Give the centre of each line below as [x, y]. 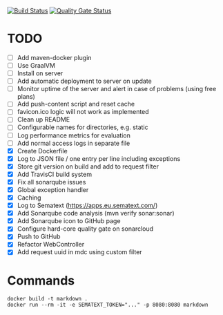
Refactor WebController [51, 245]
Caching [29, 198]
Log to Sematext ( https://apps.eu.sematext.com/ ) [87, 206]
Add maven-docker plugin [54, 57]
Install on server [40, 73]
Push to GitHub [39, 237]
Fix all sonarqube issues [51, 182]
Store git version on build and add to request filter [88, 166]
